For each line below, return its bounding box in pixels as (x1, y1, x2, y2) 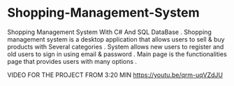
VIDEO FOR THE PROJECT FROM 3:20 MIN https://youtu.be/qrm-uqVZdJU (7, 71, 224, 79)
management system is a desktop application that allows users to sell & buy (7, 35, 225, 43)
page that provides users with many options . (7, 57, 138, 65)
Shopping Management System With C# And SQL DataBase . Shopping (7, 28, 212, 36)
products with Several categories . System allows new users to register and (7, 42, 224, 51)
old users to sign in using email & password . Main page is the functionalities (7, 50, 227, 58)
